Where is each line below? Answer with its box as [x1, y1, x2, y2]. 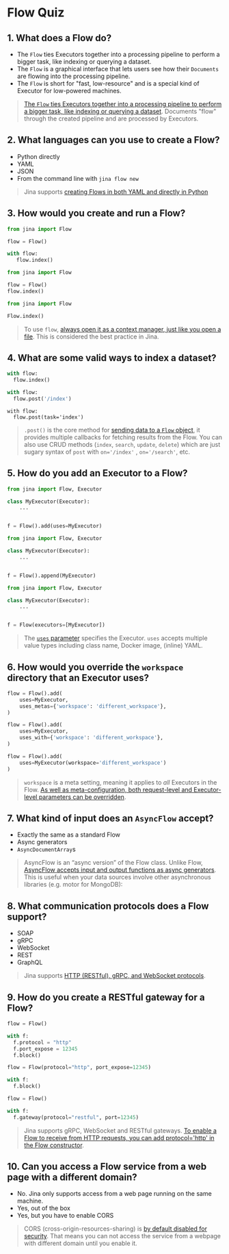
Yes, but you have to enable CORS [16, 1212, 114, 1220]
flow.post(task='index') [13, 413, 84, 421]
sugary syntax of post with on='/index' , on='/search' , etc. [23, 447, 190, 456]
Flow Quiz [7, 5, 65, 21]
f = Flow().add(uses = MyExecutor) [7, 523, 103, 530]
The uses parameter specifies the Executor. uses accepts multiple [23, 634, 208, 642]
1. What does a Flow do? [7, 32, 111, 44]
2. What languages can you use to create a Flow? [7, 134, 220, 146]
